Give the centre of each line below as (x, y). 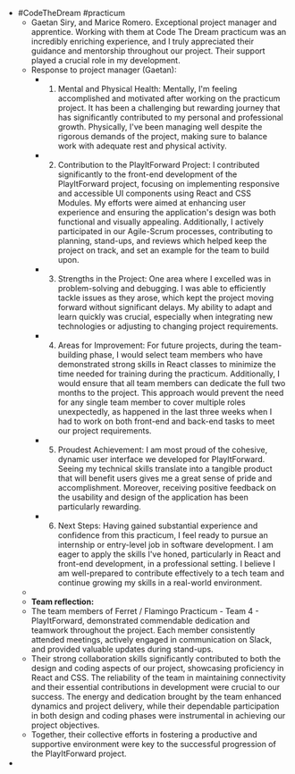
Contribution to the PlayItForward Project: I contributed (159, 165)
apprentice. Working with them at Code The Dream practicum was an (159, 32)
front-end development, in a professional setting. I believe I (166, 564)
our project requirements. (105, 431)
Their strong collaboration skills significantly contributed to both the (156, 659)
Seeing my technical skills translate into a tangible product (165, 469)
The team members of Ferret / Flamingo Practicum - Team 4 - (145, 611)
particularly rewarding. (99, 507)
